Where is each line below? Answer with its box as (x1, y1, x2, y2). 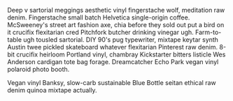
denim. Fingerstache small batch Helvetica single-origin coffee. (7, 13, 190, 22)
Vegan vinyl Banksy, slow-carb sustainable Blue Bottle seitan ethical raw (7, 79, 217, 86)
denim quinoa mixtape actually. (7, 86, 97, 94)
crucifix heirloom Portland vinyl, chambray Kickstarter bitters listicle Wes (16, 50, 226, 59)
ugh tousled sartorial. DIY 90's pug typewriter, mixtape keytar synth (23, 36, 219, 44)
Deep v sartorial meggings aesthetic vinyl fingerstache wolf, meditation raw (7, 6, 225, 14)
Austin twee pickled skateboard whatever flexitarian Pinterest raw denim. (7, 43, 218, 51)
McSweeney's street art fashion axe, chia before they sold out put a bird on (7, 21, 225, 29)
